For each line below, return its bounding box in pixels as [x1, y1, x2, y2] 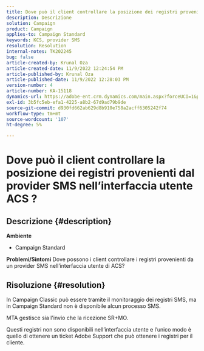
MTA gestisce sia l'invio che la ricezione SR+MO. [6, 314, 129, 321]
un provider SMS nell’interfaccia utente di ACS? [6, 262, 125, 270]
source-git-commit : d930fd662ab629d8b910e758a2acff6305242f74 [6, 104, 167, 111]
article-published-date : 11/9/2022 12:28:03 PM [6, 77, 129, 83]
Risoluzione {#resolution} [6, 280, 106, 290]
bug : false [6, 54, 34, 60]
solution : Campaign [6, 20, 56, 26]
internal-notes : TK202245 [6, 49, 72, 55]
